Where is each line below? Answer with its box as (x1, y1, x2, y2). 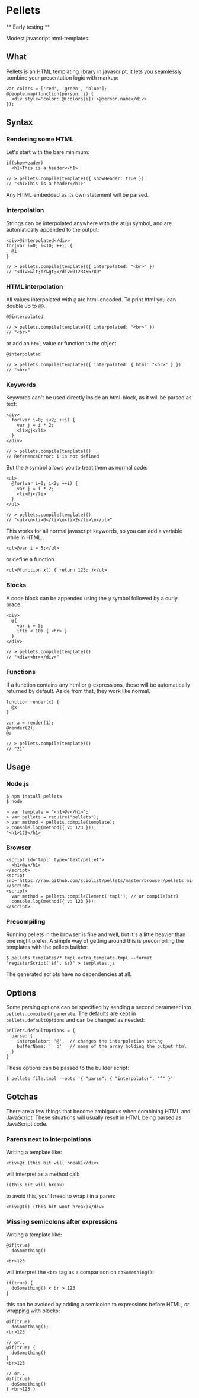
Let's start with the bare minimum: (6, 149, 90, 156)
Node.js (6, 780, 30, 788)
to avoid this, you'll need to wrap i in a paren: (6, 1192, 115, 1199)
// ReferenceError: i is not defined (6, 454, 99, 459)
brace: (6, 601, 22, 608)
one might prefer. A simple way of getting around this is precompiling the (6, 937, 184, 944)
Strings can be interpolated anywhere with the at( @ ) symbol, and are (6, 219, 172, 226)
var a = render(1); (6, 720, 54, 726)
